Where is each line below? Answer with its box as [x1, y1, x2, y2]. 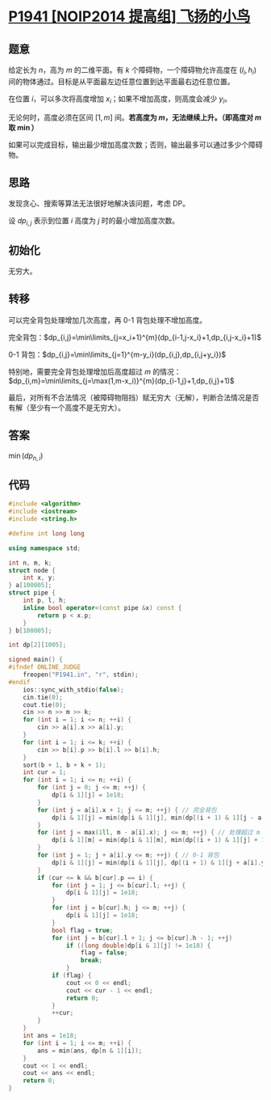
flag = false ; [80, 949, 128, 957]
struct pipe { [8, 589, 56, 597]
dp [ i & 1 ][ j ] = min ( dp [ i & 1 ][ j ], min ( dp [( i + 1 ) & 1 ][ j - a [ [51, 814, 265, 822]
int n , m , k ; [8, 559, 52, 567]
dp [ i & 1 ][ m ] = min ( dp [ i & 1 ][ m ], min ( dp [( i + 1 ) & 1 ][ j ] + [51, 836, 258, 844]
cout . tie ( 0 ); [23, 700, 67, 709]
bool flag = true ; [51, 926, 114, 934]
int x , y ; [23, 573, 56, 582]
